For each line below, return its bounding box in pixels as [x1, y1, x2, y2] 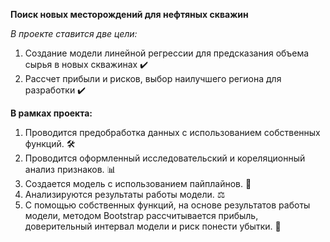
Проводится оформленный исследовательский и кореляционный [24, 152, 306, 164]
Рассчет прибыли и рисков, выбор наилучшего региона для [24, 73, 282, 84]
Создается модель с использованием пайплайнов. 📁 [24, 178, 252, 189]
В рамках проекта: [10, 107, 93, 119]
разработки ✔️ [24, 84, 87, 96]
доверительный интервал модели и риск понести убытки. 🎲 [24, 220, 282, 232]
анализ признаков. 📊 [24, 164, 117, 175]
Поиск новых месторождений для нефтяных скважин [10, 9, 249, 20]
